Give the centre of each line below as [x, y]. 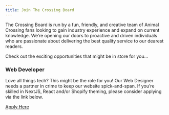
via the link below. [24, 97]
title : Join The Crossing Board [40, 10]
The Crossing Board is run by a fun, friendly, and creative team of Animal [82, 25]
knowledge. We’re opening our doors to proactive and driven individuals [81, 35]
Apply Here [17, 107]
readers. [14, 46]
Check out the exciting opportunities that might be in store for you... [77, 56]
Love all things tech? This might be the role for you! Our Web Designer [79, 80]
